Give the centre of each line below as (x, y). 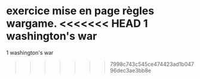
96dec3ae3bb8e (130, 70)
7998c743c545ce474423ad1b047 (152, 64)
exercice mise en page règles (80, 11)
